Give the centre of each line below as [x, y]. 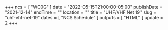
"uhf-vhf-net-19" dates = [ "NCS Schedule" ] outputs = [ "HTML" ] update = [84, 18]
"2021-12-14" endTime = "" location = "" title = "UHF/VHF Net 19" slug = [81, 12]
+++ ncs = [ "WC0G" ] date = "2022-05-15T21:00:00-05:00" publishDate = [84, 7]
